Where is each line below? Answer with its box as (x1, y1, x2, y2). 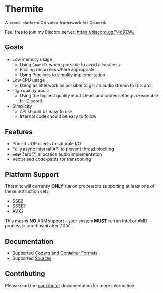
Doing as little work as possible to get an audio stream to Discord (19, 82, 151, 88)
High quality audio (12, 87, 49, 93)
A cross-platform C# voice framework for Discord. (5, 20, 107, 25)
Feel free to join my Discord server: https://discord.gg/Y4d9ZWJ (5, 29, 135, 35)
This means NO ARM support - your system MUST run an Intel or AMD (5, 218, 148, 224)
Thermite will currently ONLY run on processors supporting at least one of (5, 183, 155, 189)
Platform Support (5, 170, 59, 179)
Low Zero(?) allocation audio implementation (12, 151, 102, 157)
